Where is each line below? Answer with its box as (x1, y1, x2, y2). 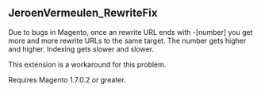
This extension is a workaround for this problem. (8, 59, 167, 69)
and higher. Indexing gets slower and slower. (8, 44, 155, 54)
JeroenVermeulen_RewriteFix (8, 6, 158, 20)
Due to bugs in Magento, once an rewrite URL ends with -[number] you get (8, 27, 253, 36)
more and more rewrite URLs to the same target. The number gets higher (8, 36, 247, 45)
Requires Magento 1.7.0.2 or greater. (8, 75, 126, 84)
